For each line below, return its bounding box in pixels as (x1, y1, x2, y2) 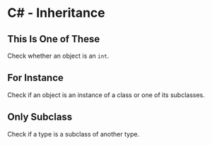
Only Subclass (7, 111, 73, 123)
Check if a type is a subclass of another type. (7, 130, 140, 138)
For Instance (7, 72, 64, 84)
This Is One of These (7, 33, 100, 45)
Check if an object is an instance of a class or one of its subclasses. (7, 90, 205, 99)
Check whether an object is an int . (7, 51, 110, 60)
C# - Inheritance (7, 5, 105, 21)
